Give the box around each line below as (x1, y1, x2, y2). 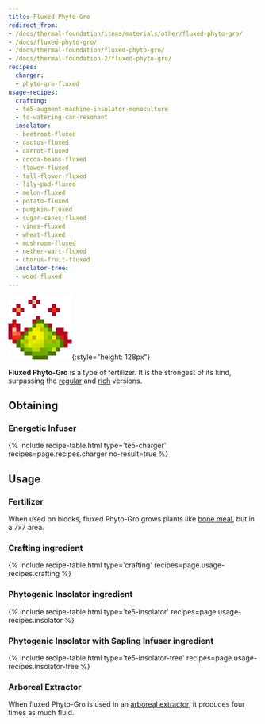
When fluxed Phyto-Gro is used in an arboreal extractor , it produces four (8, 699, 245, 709)
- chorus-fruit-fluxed (15, 256, 90, 264)
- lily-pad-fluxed (15, 180, 77, 188)
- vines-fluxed (15, 223, 66, 230)
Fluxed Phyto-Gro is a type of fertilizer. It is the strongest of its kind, (8, 367, 232, 377)
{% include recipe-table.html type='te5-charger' (8, 441, 167, 451)
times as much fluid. (8, 708, 75, 718)
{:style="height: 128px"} (71, 352, 151, 362)
